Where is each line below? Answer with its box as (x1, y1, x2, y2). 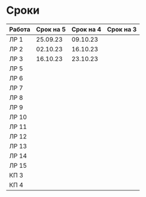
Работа (9, 25, 31, 33)
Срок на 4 (71, 25, 101, 33)
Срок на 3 (107, 25, 137, 33)
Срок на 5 (36, 25, 66, 33)
